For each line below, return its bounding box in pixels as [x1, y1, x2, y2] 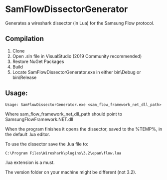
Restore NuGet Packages [12, 58, 64, 64]
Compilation [5, 34, 44, 43]
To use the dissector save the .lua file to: [5, 141, 89, 147]
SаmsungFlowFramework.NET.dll [5, 116, 73, 122]
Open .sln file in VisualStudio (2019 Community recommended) [12, 53, 142, 59]
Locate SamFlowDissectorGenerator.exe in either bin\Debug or [12, 69, 141, 75]
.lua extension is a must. [5, 159, 55, 165]
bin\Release [12, 74, 37, 80]
